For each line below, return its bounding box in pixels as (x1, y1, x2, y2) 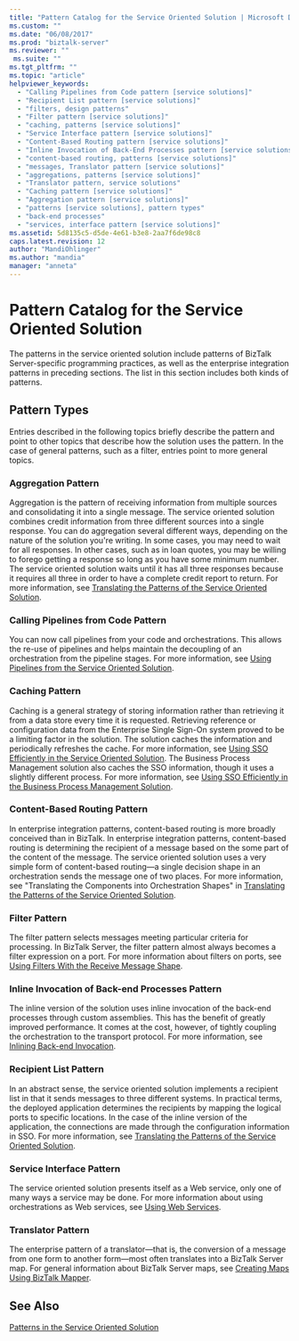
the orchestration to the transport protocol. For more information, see (9, 1031, 263, 1043)
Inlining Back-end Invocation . (9, 1041, 117, 1051)
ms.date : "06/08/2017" (9, 29, 93, 38)
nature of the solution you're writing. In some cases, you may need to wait (9, 535, 281, 545)
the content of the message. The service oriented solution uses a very (9, 852, 267, 863)
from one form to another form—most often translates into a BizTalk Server (9, 1254, 284, 1264)
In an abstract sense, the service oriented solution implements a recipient (9, 1083, 279, 1094)
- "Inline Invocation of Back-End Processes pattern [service (17, 145, 253, 154)
